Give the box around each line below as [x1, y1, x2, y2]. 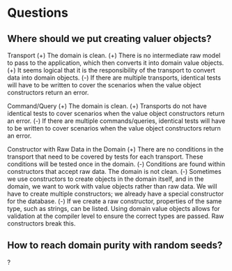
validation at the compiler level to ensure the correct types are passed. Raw [7, 212, 224, 220]
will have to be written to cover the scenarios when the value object [7, 81, 201, 89]
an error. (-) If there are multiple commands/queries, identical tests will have [7, 117, 226, 125]
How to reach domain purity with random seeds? [7, 240, 223, 251]
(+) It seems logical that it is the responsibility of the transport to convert [7, 66, 215, 74]
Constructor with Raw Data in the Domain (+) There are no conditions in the [7, 145, 224, 153]
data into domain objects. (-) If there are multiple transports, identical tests [7, 73, 222, 82]
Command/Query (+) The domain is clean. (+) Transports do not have [7, 102, 207, 110]
